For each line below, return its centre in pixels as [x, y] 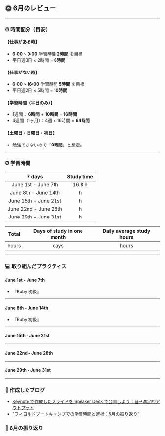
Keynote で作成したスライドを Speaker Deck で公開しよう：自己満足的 [84, 402]
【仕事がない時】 [22, 72]
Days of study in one [58, 231]
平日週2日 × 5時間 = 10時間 [40, 90]
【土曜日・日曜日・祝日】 [31, 133]
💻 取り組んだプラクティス [36, 266]
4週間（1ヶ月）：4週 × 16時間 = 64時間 [51, 121]
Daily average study [126, 231]
